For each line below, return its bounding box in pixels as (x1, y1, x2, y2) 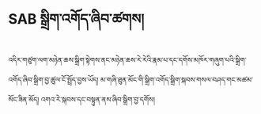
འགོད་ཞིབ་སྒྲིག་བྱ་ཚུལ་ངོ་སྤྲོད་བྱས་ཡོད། (8, 74, 99, 84)
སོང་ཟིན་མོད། (8, 94, 40, 104)
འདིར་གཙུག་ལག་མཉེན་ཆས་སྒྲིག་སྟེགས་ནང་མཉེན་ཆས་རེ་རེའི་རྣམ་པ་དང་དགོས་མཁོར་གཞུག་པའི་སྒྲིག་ (8, 55, 247, 64)
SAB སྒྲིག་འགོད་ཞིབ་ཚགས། (8, 10, 145, 28)
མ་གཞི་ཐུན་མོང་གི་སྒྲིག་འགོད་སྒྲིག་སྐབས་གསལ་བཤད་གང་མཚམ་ (100, 74, 253, 84)
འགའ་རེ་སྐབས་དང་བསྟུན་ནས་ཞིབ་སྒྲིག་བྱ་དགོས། (40, 94, 156, 104)
